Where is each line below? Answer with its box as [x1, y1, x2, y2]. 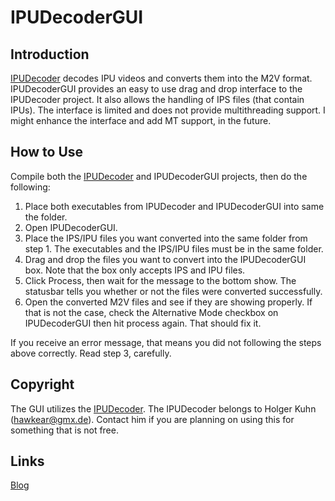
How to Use [10, 144, 84, 161]
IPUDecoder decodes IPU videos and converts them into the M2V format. [10, 72, 313, 84]
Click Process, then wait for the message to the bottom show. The [24, 274, 297, 286]
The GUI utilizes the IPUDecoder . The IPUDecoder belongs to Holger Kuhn [10, 402, 317, 415]
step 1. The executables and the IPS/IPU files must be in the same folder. [24, 242, 324, 255]
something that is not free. [10, 424, 119, 436]
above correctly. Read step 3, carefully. [10, 347, 172, 359]
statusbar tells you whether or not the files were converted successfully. [24, 285, 323, 297]
